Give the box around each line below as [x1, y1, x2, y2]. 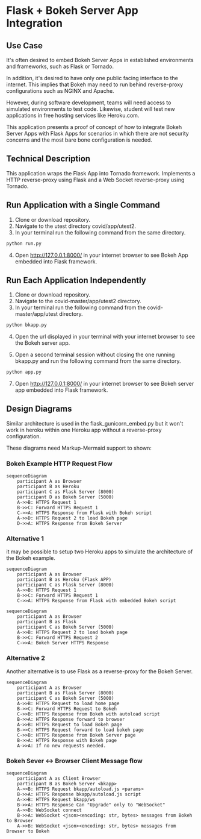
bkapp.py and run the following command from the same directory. [14, 357, 182, 365]
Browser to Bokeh [6, 828, 50, 835]
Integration [6, 16, 63, 30]
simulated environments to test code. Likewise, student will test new [6, 105, 176, 112]
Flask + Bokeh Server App [6, 4, 138, 17]
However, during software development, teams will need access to [6, 99, 172, 106]
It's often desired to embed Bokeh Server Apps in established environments [6, 57, 194, 63]
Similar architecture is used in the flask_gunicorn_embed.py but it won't [6, 419, 184, 427]
